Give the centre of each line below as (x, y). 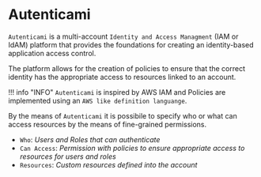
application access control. (52, 53)
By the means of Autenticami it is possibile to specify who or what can (123, 115)
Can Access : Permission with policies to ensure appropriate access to (132, 148)
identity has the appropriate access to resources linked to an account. (122, 77)
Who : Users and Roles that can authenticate (90, 139)
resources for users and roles (68, 156)
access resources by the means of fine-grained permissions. (108, 124)
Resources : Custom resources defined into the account (108, 164)
